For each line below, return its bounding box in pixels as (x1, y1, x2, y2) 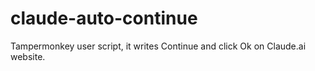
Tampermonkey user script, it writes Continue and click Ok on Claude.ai (10, 40, 307, 52)
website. (10, 50, 46, 62)
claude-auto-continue (10, 7, 198, 30)
